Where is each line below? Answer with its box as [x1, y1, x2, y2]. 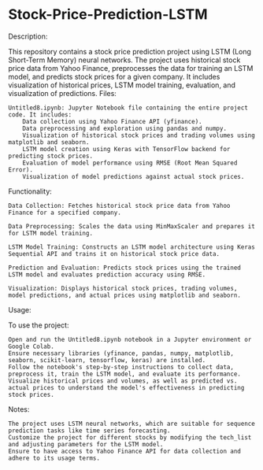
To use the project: [8, 320, 69, 330]
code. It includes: [8, 110, 72, 119]
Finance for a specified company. [8, 209, 122, 216]
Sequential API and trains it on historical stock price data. [8, 250, 220, 257]
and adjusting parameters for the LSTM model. [8, 440, 164, 448]
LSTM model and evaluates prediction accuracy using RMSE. [8, 270, 206, 279]
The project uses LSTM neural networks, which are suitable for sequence [8, 420, 256, 427]
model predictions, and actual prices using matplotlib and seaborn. [8, 291, 242, 299]
